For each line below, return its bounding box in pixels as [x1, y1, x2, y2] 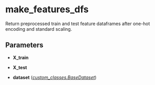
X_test [12, 64, 27, 70]
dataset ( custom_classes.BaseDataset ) [12, 74, 96, 80]
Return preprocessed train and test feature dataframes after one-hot [5, 20, 150, 27]
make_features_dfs [5, 4, 89, 15]
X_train [12, 54, 29, 60]
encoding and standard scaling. [5, 26, 72, 32]
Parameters [5, 41, 44, 50]
